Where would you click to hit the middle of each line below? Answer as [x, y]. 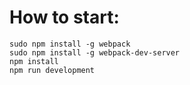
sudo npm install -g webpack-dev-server [95, 52]
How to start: [64, 17]
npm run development [52, 70]
